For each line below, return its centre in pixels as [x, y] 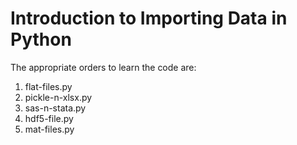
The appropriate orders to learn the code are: [103, 67]
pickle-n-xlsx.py [58, 97]
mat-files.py [49, 129]
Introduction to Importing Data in [149, 18]
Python [41, 39]
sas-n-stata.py [55, 108]
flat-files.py [48, 86]
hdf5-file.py [49, 118]
